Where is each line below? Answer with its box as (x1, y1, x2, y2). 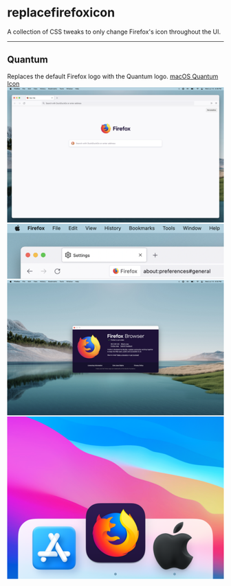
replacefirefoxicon (7, 5, 115, 21)
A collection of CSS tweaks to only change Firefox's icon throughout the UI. (7, 27, 221, 36)
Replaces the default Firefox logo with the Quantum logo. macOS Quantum (7, 72, 219, 80)
